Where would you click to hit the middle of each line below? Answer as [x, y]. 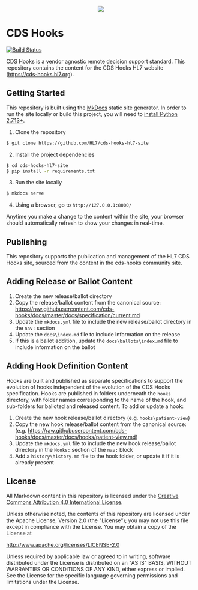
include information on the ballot [55, 347]
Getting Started [36, 93]
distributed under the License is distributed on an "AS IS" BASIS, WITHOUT [99, 562]
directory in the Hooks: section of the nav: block [74, 449]
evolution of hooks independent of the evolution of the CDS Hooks [88, 387]
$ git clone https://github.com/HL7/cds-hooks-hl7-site [77, 143]
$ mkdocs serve [25, 193]
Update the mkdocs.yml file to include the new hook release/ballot [95, 443]
